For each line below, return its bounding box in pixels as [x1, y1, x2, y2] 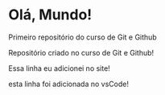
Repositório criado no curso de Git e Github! [8, 47, 155, 57]
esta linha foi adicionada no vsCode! [8, 79, 129, 89]
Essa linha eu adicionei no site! [8, 63, 110, 73]
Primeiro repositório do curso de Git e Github [8, 32, 157, 42]
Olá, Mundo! [8, 6, 93, 24]
